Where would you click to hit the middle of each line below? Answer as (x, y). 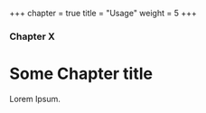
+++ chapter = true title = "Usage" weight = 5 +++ (103, 13)
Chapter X (33, 36)
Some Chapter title (81, 74)
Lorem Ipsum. (35, 99)
